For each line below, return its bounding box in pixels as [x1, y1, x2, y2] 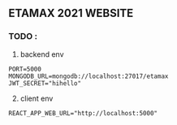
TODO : [8, 31, 38, 42]
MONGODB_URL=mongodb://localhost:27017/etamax [8, 72, 169, 80]
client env [19, 93, 54, 103]
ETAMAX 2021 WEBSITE [8, 6, 134, 20]
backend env [19, 49, 64, 59]
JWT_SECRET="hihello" [8, 79, 82, 88]
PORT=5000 [8, 65, 42, 73]
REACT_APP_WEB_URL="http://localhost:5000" [8, 109, 158, 117]
